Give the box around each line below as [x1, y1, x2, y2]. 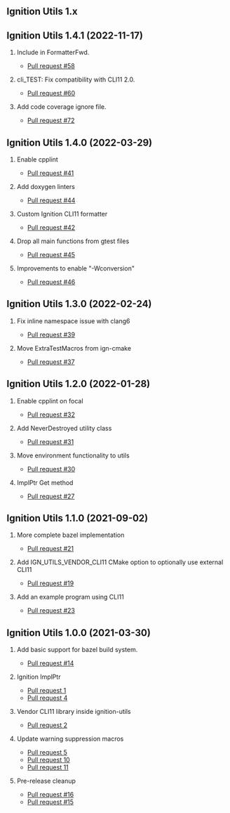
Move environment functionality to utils [16, 451, 130, 460]
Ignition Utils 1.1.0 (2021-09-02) [6, 512, 149, 524]
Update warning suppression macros [16, 734, 124, 743]
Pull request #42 [27, 223, 76, 232]
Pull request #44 [27, 196, 76, 204]
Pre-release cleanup [16, 776, 76, 786]
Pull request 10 [27, 755, 71, 765]
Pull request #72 [27, 116, 75, 125]
